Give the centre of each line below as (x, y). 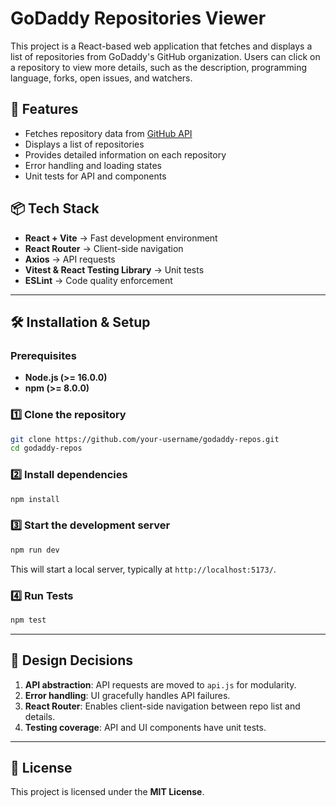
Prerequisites (43, 355)
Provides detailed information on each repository (125, 154)
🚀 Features (44, 109)
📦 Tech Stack (55, 208)
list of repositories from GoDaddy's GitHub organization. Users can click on (165, 56)
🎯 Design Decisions (72, 660)
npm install (35, 499)
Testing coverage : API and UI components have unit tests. (145, 727)
